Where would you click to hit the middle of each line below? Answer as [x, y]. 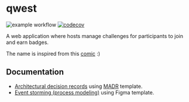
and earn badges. [27, 42]
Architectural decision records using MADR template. [78, 86]
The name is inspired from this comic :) [53, 53]
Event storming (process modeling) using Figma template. [84, 92]
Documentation [35, 72]
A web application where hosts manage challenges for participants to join [94, 36]
